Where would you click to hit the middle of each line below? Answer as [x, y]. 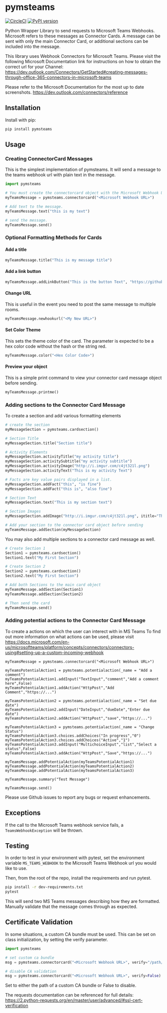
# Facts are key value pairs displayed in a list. [59, 480]
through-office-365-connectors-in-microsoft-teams [58, 77]
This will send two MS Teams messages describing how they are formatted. [83, 901]
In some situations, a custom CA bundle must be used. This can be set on [80, 934]
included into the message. [33, 46]
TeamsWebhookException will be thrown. [44, 830]
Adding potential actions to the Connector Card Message [75, 621]
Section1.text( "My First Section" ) [42, 558]
